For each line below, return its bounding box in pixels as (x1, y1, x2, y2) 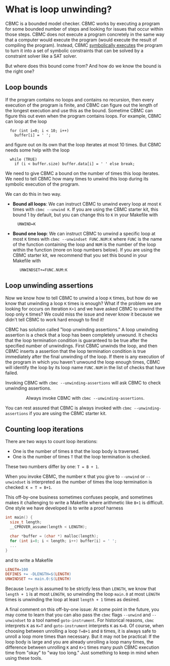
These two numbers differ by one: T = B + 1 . (5, 464, 99, 470)
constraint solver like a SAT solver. (5, 53, 78, 59)
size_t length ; (10, 520, 42, 525)
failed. (5, 370, 19, 376)
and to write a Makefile (5, 557, 53, 563)
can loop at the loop (5, 118, 47, 124)
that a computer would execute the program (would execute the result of (5, 37, 157, 43)
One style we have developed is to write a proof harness (5, 505, 123, 511)
